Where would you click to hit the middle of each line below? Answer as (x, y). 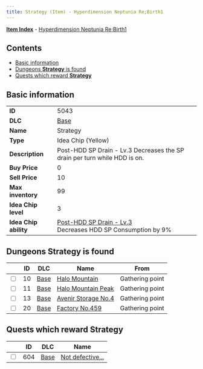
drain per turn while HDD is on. (101, 158)
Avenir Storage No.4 (85, 299)
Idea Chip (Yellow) (83, 141)
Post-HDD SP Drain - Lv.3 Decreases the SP (121, 150)
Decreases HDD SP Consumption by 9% (114, 230)
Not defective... (82, 357)
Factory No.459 (79, 308)
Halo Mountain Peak (85, 288)
